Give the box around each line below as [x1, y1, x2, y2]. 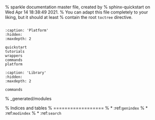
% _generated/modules [5, 96, 52, 101]
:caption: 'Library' [5, 70, 47, 75]
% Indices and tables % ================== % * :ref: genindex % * [5, 105, 148, 111]
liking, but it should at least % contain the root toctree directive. [5, 15, 133, 20]
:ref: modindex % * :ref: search [5, 110, 62, 116]
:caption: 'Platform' [5, 28, 49, 33]
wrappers [5, 53, 23, 58]
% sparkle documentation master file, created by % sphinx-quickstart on [5, 4, 151, 10]
